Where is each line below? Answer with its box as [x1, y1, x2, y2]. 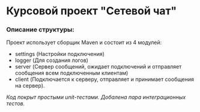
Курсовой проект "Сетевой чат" [6, 4, 177, 18]
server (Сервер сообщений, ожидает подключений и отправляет [14, 63, 182, 70]
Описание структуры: [6, 26, 74, 34]
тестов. [6, 100, 25, 107]
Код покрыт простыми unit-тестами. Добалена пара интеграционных [6, 94, 186, 101]
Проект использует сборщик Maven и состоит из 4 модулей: [6, 39, 162, 46]
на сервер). [14, 82, 45, 89]
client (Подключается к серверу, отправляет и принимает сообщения [14, 76, 194, 83]
